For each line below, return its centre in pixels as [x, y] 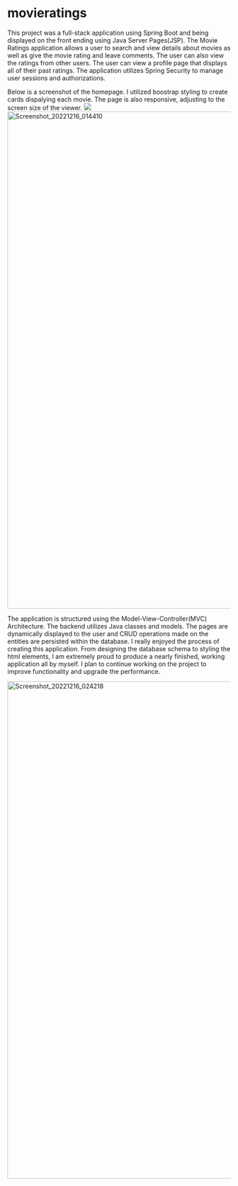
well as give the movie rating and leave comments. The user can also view [116, 55]
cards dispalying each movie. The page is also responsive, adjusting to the [116, 99]
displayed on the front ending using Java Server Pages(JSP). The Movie [113, 40]
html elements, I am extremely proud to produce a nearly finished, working [116, 656]
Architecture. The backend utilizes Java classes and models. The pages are [118, 626]
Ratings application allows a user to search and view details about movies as [119, 48]
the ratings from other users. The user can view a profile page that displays [117, 62]
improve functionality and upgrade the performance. [84, 671]
